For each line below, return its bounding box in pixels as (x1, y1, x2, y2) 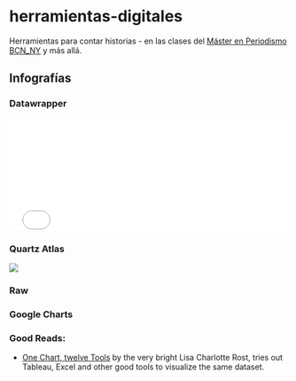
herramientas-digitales (9, 6, 183, 27)
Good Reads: (9, 331, 66, 344)
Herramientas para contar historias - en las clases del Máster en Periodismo (9, 36, 287, 46)
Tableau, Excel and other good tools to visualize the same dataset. (21, 361, 265, 372)
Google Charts (9, 308, 74, 321)
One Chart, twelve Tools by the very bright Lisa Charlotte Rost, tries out (21, 353, 284, 363)
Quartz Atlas (9, 242, 65, 255)
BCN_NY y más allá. (9, 44, 82, 55)
